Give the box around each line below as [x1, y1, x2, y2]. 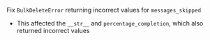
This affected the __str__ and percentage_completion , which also [16, 19, 204, 27]
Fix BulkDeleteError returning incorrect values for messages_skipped [6, 6, 202, 14]
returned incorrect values [16, 27, 90, 34]
